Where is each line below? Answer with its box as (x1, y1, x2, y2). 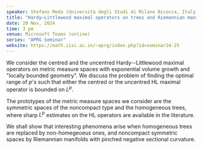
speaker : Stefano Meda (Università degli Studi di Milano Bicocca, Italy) (6, 8, 199, 15)
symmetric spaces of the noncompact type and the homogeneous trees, (6, 104, 187, 111)
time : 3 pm (6, 25, 34, 32)
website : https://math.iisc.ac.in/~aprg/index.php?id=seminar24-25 (6, 43, 180, 49)
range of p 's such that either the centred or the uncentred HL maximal (6, 78, 181, 85)
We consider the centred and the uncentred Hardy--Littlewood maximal (6, 59, 184, 66)
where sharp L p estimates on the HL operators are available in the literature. (6, 110, 195, 118)
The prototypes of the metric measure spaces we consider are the (6, 97, 172, 104)
